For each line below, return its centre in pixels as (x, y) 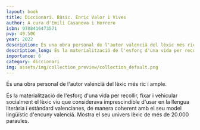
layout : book (22, 12)
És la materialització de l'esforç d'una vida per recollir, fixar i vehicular (92, 95)
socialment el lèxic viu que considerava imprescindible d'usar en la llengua (98, 102)
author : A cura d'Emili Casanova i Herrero (61, 23)
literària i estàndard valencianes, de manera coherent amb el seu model (94, 109)
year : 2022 (20, 39)
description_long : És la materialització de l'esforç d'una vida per (94, 51)
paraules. (18, 121)
